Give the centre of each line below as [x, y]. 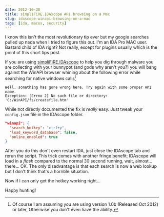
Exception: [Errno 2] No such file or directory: [57, 96]
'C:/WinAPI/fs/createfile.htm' [37, 100]
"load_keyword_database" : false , [43, 132]
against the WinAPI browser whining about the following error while [73, 72]
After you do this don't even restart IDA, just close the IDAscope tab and [77, 151]
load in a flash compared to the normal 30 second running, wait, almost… [79, 161]
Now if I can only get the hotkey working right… [53, 181]
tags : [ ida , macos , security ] [36, 23]
